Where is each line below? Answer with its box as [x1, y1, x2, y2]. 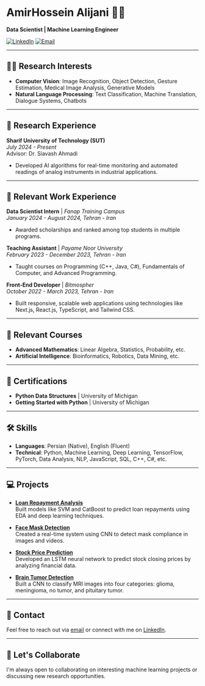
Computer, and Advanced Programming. [15, 269, 117, 277]
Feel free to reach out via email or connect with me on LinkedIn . [6, 626, 167, 633]
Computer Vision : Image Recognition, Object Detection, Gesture [15, 77, 178, 85]
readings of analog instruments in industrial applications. [15, 168, 158, 175]
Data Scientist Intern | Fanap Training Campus [6, 208, 125, 215]
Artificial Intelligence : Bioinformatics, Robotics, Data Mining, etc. [15, 352, 180, 360]
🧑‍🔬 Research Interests [6, 61, 93, 72]
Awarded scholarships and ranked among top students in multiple [15, 226, 181, 233]
